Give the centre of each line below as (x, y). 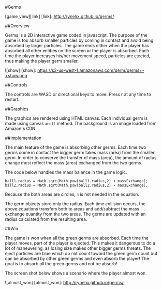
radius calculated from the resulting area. (46, 219)
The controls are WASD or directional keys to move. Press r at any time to (78, 94)
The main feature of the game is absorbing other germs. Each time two (76, 147)
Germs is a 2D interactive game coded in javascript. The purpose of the (76, 35)
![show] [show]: (21, 70)
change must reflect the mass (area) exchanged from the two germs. (74, 163)
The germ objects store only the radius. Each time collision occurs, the (75, 204)
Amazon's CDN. (21, 129)
